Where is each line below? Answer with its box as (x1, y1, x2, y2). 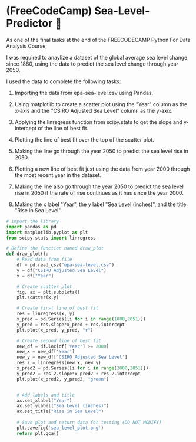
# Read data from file (16, 257, 72, 263)
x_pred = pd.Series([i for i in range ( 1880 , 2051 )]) (16, 316, 146, 322)
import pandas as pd (6, 224, 57, 230)
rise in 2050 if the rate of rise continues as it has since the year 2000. (14, 189, 184, 196)
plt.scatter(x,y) (16, 294, 59, 300)
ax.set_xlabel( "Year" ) (16, 397, 72, 404)
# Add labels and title (16, 392, 75, 398)
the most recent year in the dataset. (14, 171, 102, 178)
